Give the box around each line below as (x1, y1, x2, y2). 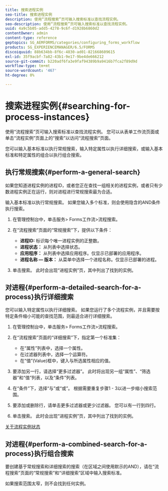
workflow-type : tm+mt (5, 63, 50, 68)
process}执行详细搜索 (5, 292, 74, 302)
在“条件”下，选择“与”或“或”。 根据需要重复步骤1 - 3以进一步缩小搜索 (12, 385, 153, 391)
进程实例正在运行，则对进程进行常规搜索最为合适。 (9, 188, 115, 194)
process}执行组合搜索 (5, 449, 74, 458)
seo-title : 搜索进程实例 (5, 12, 52, 17)
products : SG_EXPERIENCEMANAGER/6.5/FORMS (5, 45, 95, 50)
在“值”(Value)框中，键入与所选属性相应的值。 (19, 358, 113, 364)
